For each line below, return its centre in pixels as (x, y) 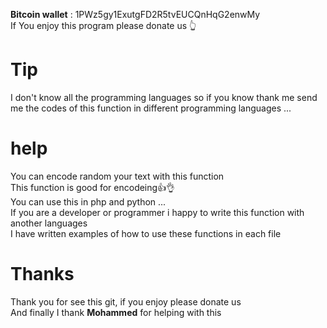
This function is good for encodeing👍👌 (93, 187)
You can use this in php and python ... (88, 201)
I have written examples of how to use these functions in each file (146, 233)
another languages (49, 223)
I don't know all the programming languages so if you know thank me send (164, 97)
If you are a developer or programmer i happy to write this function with (157, 212)
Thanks (42, 274)
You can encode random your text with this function (117, 176)
